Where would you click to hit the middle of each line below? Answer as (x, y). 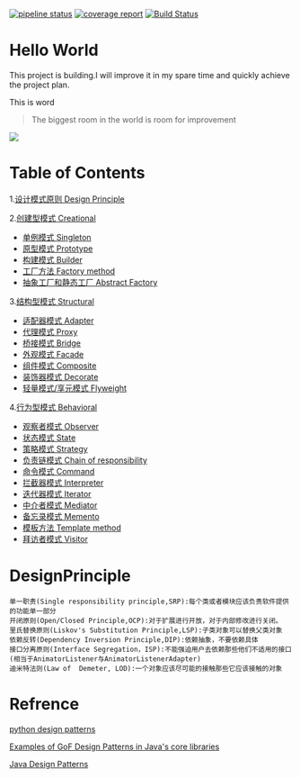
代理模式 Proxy (50, 331)
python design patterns (53, 728)
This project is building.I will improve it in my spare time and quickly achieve (150, 75)
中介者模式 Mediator (60, 505)
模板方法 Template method (71, 528)
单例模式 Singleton (57, 237)
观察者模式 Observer (61, 426)
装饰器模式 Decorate (60, 376)
